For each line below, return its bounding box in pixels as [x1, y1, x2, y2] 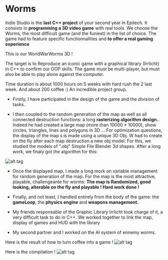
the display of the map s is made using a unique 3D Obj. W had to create [12, 132, 162, 138]
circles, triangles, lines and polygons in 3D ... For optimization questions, [12, 127, 162, 133]
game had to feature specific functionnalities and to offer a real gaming [5, 36, 153, 42]
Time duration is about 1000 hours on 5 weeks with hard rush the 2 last [5, 81, 152, 87]
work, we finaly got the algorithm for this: [12, 148, 98, 154]
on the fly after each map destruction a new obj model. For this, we [12, 138, 151, 144]
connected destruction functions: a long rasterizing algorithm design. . [12, 116, 159, 122]
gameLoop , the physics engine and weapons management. [12, 199, 139, 205]
